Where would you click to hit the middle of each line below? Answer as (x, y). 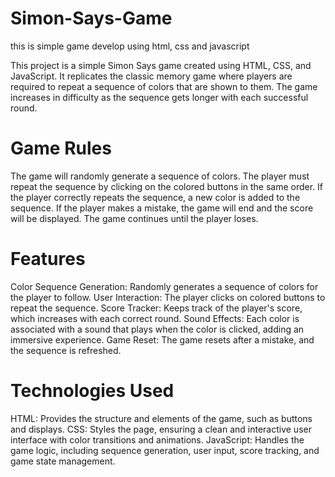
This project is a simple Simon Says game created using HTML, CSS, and (161, 65)
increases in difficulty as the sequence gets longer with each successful (159, 97)
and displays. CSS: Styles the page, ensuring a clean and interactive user (161, 429)
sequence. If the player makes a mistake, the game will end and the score (162, 208)
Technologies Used (92, 391)
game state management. (63, 461)
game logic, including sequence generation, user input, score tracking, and (165, 450)
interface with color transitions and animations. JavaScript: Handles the (157, 439)
